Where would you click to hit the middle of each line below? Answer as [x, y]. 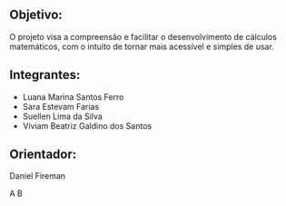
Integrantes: [45, 75]
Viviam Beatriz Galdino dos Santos [87, 125]
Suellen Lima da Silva [62, 116]
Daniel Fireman [38, 176]
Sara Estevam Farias [61, 106]
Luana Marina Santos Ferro [73, 97]
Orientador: [43, 155]
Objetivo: [36, 15]
